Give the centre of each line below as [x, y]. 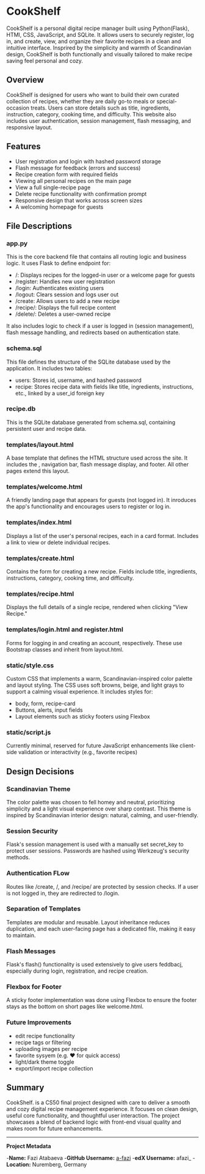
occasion [18, 108]
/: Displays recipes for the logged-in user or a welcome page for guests [105, 275]
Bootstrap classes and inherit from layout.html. [65, 649]
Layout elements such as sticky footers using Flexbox [83, 716]
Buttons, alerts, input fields [49, 710]
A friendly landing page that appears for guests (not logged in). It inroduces [101, 500]
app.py [17, 243]
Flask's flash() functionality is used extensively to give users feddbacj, [95, 965]
